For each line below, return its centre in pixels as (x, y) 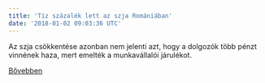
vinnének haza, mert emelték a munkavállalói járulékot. (100, 55)
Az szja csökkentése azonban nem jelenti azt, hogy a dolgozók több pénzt (133, 46)
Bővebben (26, 70)
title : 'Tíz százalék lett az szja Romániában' (91, 16)
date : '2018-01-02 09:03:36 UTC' (65, 23)
